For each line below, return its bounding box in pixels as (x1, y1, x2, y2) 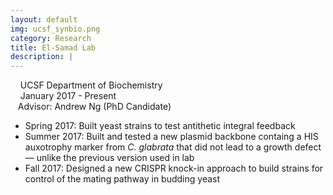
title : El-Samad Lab (10, 42, 97, 53)
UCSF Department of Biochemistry (19, 79, 163, 91)
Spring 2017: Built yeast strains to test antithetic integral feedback (24, 120, 296, 132)
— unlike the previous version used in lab (24, 152, 195, 164)
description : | (10, 52, 74, 62)
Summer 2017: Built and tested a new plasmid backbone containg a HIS (24, 131, 319, 143)
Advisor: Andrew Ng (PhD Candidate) (17, 101, 172, 113)
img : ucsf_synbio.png (10, 24, 101, 34)
